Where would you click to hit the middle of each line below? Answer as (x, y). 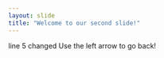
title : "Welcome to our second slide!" (74, 23)
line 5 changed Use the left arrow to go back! (82, 45)
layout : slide (32, 15)
